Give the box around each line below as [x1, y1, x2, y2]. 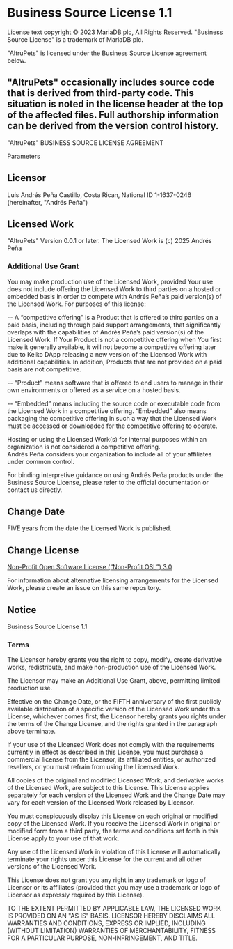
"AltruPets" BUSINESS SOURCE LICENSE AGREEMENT [7, 138, 164, 147]
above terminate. [7, 727, 56, 736]
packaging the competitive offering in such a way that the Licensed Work [7, 414, 217, 422]
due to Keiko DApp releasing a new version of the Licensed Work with [7, 350, 207, 358]
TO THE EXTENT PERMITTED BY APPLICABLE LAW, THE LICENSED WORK [7, 904, 221, 913]
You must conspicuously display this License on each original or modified [7, 812, 218, 820]
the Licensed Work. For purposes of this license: [7, 300, 146, 308]
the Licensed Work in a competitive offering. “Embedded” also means [7, 406, 207, 415]
